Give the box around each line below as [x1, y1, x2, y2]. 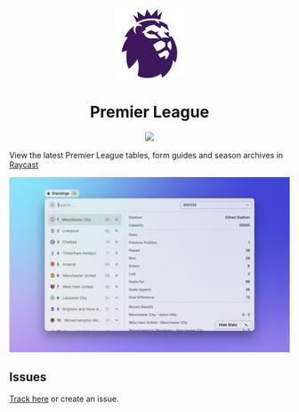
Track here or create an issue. [9, 393, 119, 404]
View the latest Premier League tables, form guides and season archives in [9, 149, 283, 160]
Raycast [9, 159, 39, 170]
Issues [9, 369, 47, 385]
